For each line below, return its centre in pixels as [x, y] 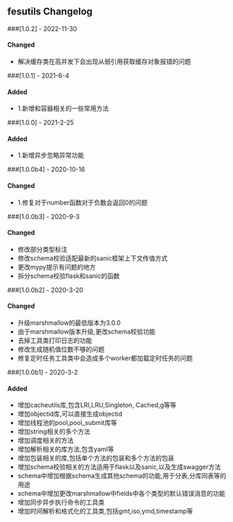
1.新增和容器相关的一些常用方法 [63, 108]
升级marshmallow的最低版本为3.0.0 [69, 323]
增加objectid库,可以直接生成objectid [70, 414]
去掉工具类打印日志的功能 [55, 341]
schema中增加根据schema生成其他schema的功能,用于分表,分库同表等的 [122, 476]
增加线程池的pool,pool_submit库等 [67, 423]
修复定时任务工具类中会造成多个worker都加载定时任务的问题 [105, 358]
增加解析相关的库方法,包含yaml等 [66, 449]
